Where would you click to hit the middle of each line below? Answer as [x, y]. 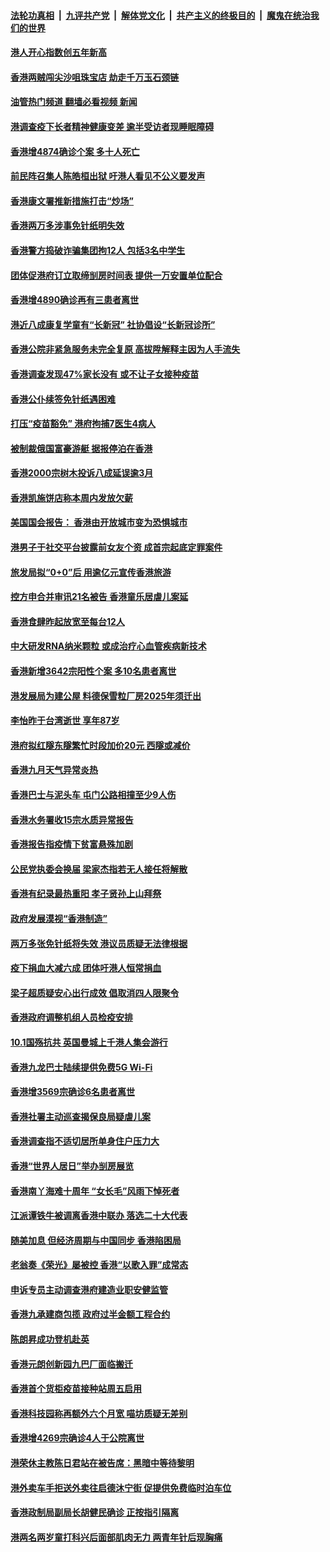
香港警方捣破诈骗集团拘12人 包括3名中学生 [98, 250]
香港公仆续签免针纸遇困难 [63, 399]
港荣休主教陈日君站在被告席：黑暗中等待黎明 [102, 1463]
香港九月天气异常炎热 [54, 770]
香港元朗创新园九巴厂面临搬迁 [71, 1364]
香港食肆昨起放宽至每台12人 [67, 621]
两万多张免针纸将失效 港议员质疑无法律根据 [99, 943]
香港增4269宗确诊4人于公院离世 [77, 1438]
